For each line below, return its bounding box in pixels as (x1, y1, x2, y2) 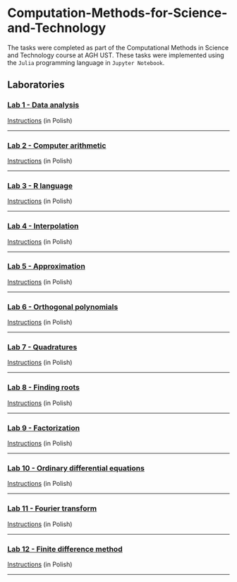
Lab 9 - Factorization (7, 423, 80, 433)
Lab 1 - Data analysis (7, 100, 80, 110)
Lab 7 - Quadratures (7, 342, 78, 352)
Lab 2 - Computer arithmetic (7, 140, 107, 150)
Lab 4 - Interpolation (7, 221, 79, 231)
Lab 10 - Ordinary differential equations (7, 463, 145, 473)
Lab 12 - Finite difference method (7, 544, 123, 554)
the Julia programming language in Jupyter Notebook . (7, 58, 165, 66)
